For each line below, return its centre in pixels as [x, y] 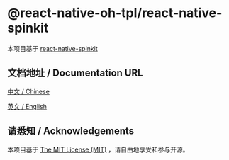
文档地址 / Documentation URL [75, 73]
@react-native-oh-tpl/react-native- [115, 13]
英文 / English [27, 106]
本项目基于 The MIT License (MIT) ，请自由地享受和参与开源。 [98, 149]
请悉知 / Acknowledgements [71, 131]
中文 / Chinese [28, 91]
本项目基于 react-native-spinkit [52, 48]
